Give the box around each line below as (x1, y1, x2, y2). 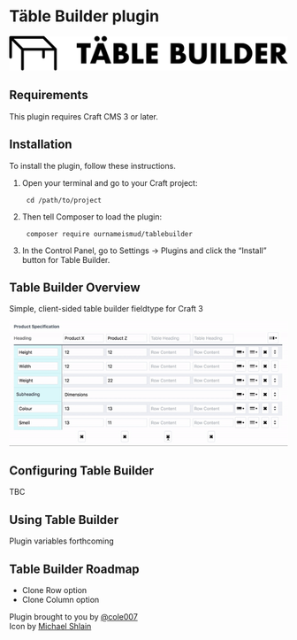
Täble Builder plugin (9, 6, 160, 27)
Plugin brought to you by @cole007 (9, 611, 139, 621)
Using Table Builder (9, 512, 119, 528)
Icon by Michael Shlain (9, 621, 92, 631)
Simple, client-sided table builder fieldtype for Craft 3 (9, 304, 203, 314)
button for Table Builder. (21, 254, 110, 265)
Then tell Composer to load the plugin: (21, 211, 162, 222)
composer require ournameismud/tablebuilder (26, 229, 193, 238)
